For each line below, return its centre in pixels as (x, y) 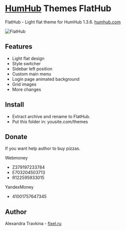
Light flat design (28, 58)
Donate (16, 137)
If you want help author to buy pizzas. (43, 148)
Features (19, 47)
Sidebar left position (32, 69)
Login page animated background (46, 79)
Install (15, 105)
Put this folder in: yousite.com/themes (50, 122)
